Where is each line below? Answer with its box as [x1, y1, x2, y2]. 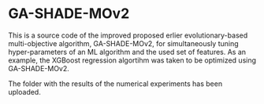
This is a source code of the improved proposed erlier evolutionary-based [8, 30, 248, 40]
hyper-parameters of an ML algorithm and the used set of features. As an [8, 47, 247, 56]
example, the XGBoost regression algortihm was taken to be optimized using [8, 56, 257, 65]
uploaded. [8, 87, 41, 96]
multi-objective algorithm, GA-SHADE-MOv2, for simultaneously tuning [8, 38, 239, 48]
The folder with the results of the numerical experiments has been [8, 79, 223, 88]
